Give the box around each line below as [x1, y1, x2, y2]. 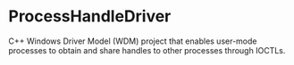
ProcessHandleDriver [8, 6, 172, 27]
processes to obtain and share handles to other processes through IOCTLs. [8, 45, 286, 55]
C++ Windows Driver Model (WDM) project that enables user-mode [8, 36, 257, 46]
